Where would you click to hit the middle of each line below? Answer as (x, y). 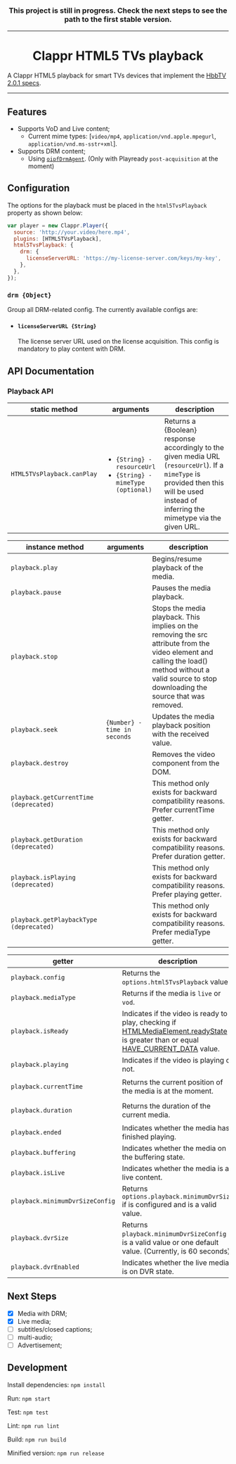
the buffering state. (153, 1157)
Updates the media (183, 716)
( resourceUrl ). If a (194, 465)
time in (118, 730)
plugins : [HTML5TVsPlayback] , (58, 239)
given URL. (182, 527)
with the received (181, 734)
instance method (55, 546)
